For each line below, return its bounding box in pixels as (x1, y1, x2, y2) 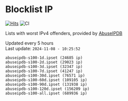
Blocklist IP (5, 4, 53, 15)
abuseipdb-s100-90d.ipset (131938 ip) (5, 82, 87, 87)
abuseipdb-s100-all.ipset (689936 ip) (5, 90, 87, 96)
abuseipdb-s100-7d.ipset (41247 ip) (5, 69, 83, 74)
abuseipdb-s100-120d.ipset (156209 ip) (5, 86, 90, 91)
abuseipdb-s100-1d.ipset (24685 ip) (5, 55, 83, 60)
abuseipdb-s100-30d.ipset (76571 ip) (5, 73, 85, 78)
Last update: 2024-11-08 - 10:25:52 (5, 45, 80, 51)
